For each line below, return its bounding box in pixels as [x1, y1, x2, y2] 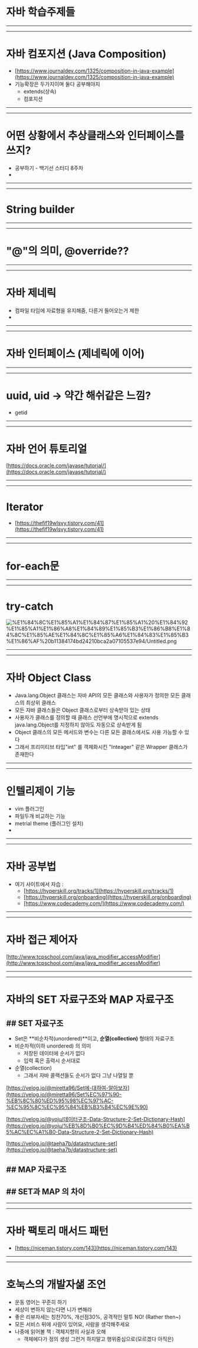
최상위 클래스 [25, 699, 56, 706]
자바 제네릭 [6, 286, 57, 299]
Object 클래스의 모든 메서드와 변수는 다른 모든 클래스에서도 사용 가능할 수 [14, 729, 184, 736]
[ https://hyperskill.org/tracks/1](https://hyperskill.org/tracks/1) [23, 887, 174, 894]
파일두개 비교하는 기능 [14, 812, 66, 820]
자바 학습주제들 [6, 5, 75, 19]
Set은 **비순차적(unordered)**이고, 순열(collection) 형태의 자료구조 [14, 1035, 174, 1042]
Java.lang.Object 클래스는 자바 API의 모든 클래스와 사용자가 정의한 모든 [14, 692, 180, 699]
